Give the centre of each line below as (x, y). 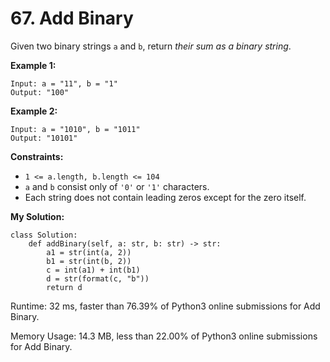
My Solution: (37, 216)
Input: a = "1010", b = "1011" (75, 129)
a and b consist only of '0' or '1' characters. (117, 186)
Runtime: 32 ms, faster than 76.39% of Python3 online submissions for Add (165, 306)
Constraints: (37, 156)
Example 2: (34, 111)
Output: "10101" (44, 138)
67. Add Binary (72, 18)
